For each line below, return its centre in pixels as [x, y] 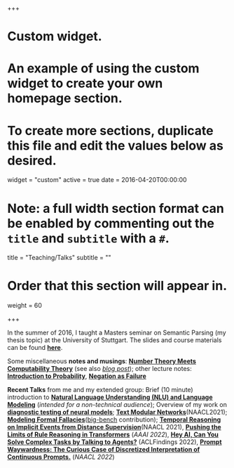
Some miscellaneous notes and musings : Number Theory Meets [102, 361]
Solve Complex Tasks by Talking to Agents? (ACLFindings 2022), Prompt [115, 442]
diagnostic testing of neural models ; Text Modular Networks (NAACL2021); [117, 412]
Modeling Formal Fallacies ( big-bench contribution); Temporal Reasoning [114, 420]
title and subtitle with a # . [88, 238]
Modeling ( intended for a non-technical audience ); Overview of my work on [117, 405]
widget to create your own [85, 83]
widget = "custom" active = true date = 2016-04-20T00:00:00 [97, 180]
